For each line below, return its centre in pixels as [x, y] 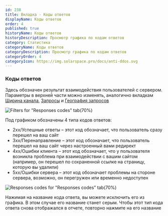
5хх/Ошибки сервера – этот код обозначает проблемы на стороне [84, 172]
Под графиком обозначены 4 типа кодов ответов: [58, 120]
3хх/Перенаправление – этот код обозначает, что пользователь [81, 140]
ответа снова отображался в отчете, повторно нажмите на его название [83, 208]
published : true [22, 29]
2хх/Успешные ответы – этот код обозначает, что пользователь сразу [87, 130]
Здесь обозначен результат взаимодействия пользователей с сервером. [84, 90]
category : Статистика [28, 43]
